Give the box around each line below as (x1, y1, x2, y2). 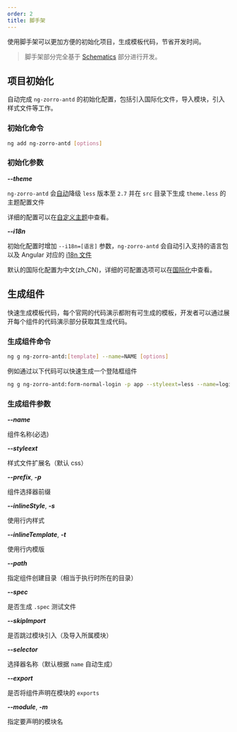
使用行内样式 (7, 516, 44, 524)
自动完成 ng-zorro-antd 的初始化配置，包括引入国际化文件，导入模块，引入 (7, 95, 225, 103)
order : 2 (7, 10, 33, 18)
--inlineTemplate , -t (7, 530, 66, 538)
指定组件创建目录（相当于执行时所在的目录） (7, 574, 138, 582)
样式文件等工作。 (7, 104, 57, 112)
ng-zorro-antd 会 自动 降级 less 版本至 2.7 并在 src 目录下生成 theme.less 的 (7, 189, 226, 197)
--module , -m (7, 702, 48, 711)
